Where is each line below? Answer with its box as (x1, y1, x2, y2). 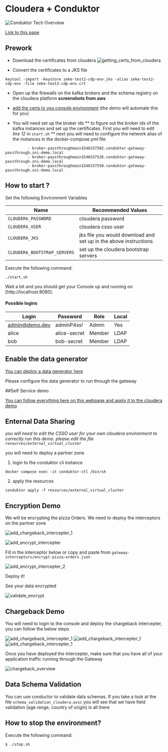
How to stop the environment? (5, 719, 101, 727)
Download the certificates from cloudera (12, 57, 96, 63)
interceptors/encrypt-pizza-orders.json (5, 555, 91, 560)
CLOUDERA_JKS (7, 235, 39, 241)
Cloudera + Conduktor (5, 3, 100, 15)
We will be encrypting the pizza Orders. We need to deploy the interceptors (5, 515, 161, 521)
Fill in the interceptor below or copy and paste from (5, 549, 111, 555)
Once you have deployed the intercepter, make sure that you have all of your (5, 651, 163, 657)
